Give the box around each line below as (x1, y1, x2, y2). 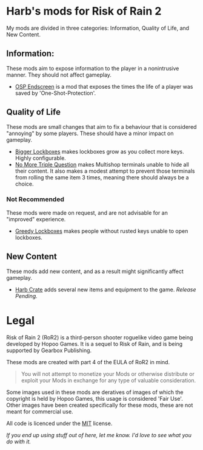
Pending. (15, 292, 38, 299)
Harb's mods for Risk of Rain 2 (6, 4, 162, 18)
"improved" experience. (6, 215, 66, 223)
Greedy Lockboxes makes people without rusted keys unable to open (15, 227, 188, 235)
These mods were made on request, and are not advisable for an (6, 209, 168, 216)
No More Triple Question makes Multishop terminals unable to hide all (15, 161, 189, 168)
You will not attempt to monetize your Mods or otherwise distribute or (21, 370, 195, 378)
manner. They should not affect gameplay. (6, 71, 112, 78)
